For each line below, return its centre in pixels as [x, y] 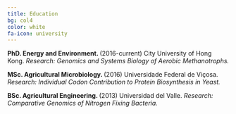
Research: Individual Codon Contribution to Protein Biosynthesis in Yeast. [114, 82]
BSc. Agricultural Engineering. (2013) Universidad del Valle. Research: [110, 96]
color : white [26, 27]
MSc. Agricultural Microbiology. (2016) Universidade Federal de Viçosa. [113, 75]
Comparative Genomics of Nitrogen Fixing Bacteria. [83, 103]
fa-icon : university [38, 33]
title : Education [33, 14]
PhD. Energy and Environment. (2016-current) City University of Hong [110, 53]
